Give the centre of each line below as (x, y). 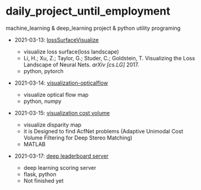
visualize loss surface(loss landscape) (71, 51)
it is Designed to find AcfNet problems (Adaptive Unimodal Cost (103, 131)
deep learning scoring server (60, 167)
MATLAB (35, 144)
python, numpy (43, 101)
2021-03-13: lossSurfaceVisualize (56, 40)
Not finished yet (43, 180)
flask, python (40, 174)
